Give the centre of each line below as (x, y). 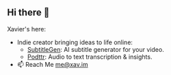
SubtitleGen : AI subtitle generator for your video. (95, 49)
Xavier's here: (27, 29)
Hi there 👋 (28, 13)
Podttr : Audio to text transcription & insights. (90, 57)
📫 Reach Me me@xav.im (52, 64)
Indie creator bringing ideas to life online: (75, 42)
